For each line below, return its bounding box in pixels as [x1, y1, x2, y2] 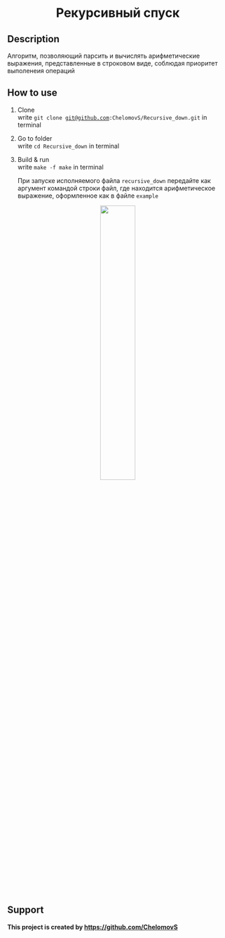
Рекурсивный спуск [55, 5, 180, 21]
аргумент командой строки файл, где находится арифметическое [17, 184, 216, 192]
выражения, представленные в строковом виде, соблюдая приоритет [7, 59, 218, 68]
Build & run [17, 155, 50, 163]
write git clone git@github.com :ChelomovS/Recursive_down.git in [17, 113, 207, 121]
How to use [7, 87, 57, 99]
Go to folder [17, 134, 53, 142]
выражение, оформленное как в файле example [17, 191, 159, 200]
